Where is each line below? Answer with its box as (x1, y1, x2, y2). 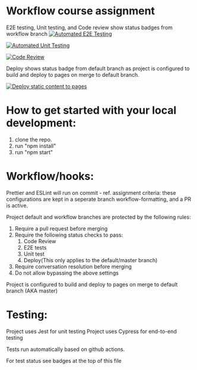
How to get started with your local (6, 104, 177, 117)
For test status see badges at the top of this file (6, 357, 122, 364)
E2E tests (23, 244, 47, 251)
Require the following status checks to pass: (14, 231, 123, 238)
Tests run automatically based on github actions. (6, 346, 125, 353)
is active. (6, 201, 28, 209)
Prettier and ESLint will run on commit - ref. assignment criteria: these (6, 189, 176, 196)
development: (6, 116, 77, 130)
